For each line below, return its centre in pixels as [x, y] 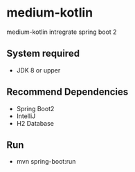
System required [43, 54]
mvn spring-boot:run [46, 162]
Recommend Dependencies [67, 92]
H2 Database [35, 123]
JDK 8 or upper [38, 70]
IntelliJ [26, 116]
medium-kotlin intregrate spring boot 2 [62, 32]
